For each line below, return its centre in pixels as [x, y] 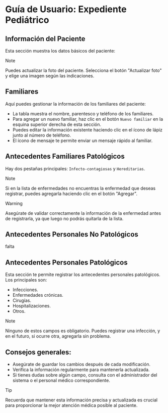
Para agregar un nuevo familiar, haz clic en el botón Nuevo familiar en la [88, 119]
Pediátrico [27, 20]
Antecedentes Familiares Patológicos [65, 156]
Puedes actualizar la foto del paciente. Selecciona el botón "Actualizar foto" [83, 70]
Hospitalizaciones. [32, 306]
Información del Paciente [45, 39]
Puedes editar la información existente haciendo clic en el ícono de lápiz [87, 129]
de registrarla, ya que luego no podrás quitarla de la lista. [64, 218]
